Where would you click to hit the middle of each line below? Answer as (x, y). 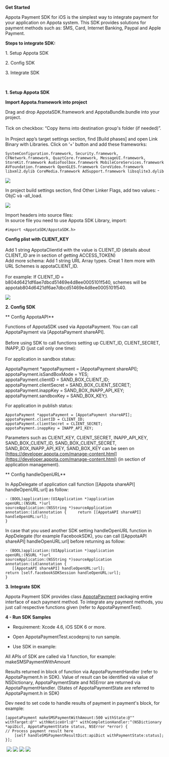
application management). (32, 464)
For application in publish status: (39, 406)
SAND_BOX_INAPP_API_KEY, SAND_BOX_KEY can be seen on (70, 448)
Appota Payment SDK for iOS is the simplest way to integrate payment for (82, 17)
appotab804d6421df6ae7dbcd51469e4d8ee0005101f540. (66, 288)
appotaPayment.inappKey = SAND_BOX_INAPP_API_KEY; (65, 390)
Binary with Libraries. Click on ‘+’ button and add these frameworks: (76, 144)
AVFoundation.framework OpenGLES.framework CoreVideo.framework (74, 167)
